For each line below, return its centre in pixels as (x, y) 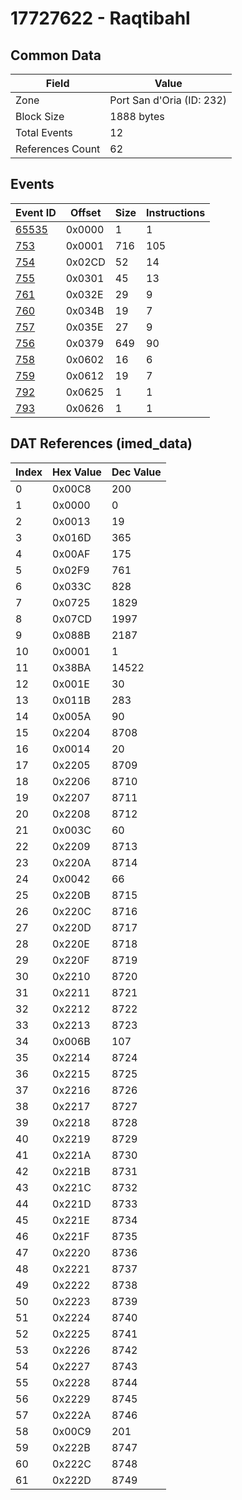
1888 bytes (137, 116)
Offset (86, 212)
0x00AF (71, 554)
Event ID (36, 212)
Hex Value (77, 472)
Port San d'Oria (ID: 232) (168, 100)
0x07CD (72, 619)
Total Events (44, 132)
